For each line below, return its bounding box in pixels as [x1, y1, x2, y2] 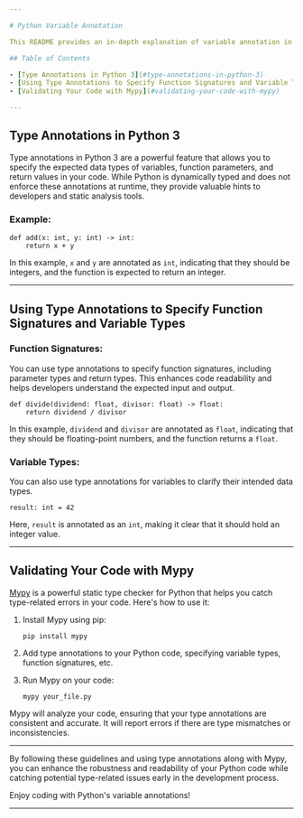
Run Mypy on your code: [22, 674, 115, 685]
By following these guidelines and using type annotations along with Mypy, [9, 753, 288, 764]
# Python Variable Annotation [9, 21, 124, 30]
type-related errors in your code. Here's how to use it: [9, 597, 210, 608]
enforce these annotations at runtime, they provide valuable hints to [9, 181, 262, 191]
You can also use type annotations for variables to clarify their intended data [9, 476, 293, 488]
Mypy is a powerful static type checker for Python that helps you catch [9, 587, 273, 598]
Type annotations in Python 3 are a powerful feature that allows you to [9, 152, 271, 163]
